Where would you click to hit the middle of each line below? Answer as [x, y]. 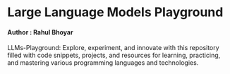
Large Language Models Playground [115, 12]
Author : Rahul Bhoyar [40, 32]
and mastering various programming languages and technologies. [103, 63]
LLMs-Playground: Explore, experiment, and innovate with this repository [114, 48]
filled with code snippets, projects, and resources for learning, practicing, [114, 55]
